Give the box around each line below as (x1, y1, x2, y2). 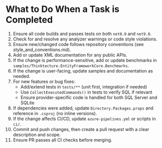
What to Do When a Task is (6, 3, 120, 15)
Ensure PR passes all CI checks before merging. (13, 136, 112, 143)
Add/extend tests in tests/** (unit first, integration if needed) (20, 83, 147, 89)
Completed (6, 14, 53, 25)
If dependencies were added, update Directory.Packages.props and (13, 105, 153, 111)
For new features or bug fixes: (13, 78, 76, 84)
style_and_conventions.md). (13, 46, 71, 52)
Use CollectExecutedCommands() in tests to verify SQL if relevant (20, 89, 152, 95)
